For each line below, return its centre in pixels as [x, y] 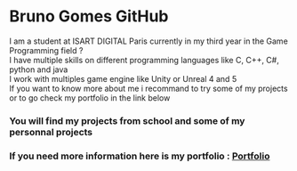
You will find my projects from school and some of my [127, 120]
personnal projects [51, 132]
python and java [39, 69]
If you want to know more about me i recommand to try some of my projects [148, 88]
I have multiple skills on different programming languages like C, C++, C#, [144, 60]
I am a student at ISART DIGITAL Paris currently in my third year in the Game [149, 41]
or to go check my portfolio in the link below [90, 98]
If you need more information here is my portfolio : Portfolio [140, 156]
